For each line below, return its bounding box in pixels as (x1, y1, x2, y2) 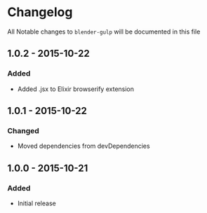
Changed (7, 125, 40, 135)
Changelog (7, 4, 73, 20)
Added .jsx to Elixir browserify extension (17, 85, 135, 93)
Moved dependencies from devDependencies (17, 142, 150, 151)
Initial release (17, 199, 56, 207)
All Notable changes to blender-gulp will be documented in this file (7, 27, 201, 36)
